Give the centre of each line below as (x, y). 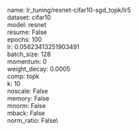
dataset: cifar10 (29, 17)
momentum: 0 (27, 61)
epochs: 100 (25, 40)
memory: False (28, 98)
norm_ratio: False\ (33, 120)
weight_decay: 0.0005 (39, 69)
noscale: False (28, 91)
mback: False (26, 113)
